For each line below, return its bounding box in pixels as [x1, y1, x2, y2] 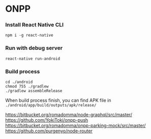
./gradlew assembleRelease [5, 89, 63, 94]
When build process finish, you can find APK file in [5, 97, 111, 103]
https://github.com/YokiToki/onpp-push [5, 117, 88, 123]
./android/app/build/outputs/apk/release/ [5, 103, 97, 108]
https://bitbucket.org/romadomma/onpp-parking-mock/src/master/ [5, 123, 146, 129]
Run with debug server [5, 44, 63, 51]
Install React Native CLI [5, 21, 64, 29]
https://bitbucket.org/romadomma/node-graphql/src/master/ [5, 112, 132, 118]
